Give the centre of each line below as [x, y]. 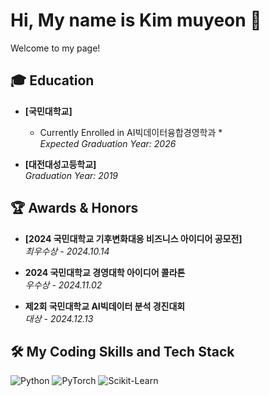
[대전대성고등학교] [60, 164]
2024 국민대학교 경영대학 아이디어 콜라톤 [105, 272]
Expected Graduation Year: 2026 [108, 143]
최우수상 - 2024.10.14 [67, 251]
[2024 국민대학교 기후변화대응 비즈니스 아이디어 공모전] [133, 238]
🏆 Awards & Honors [74, 208]
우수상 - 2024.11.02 [63, 285]
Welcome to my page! [55, 48]
